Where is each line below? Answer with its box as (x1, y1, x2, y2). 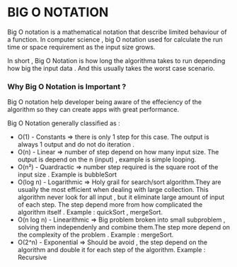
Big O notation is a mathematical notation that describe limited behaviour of (7, 28, 228, 36)
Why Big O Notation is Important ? (7, 81, 127, 91)
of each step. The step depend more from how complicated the (17, 200, 203, 209)
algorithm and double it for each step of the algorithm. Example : (17, 246, 206, 254)
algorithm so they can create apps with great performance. (7, 106, 180, 114)
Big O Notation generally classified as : (7, 119, 120, 127)
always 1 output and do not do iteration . (17, 140, 134, 149)
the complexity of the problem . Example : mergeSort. (17, 231, 174, 239)
